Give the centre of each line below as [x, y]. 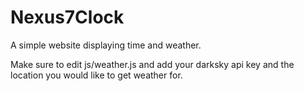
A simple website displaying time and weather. [106, 45]
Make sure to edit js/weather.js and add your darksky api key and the [152, 64]
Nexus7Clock [67, 17]
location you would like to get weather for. [96, 75]
